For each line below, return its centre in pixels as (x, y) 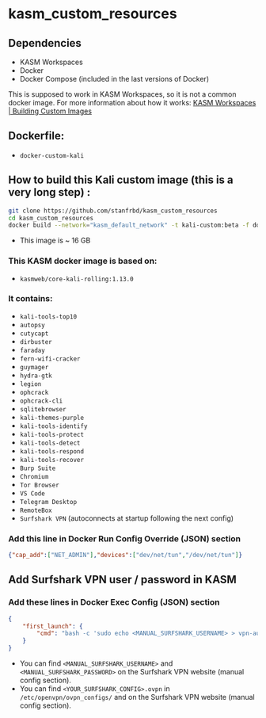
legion (30, 384)
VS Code (32, 493)
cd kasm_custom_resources (51, 218)
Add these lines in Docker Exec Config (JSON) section (114, 602)
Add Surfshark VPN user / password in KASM (123, 580)
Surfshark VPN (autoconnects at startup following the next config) (127, 518)
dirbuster (36, 342)
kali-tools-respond (52, 451)
